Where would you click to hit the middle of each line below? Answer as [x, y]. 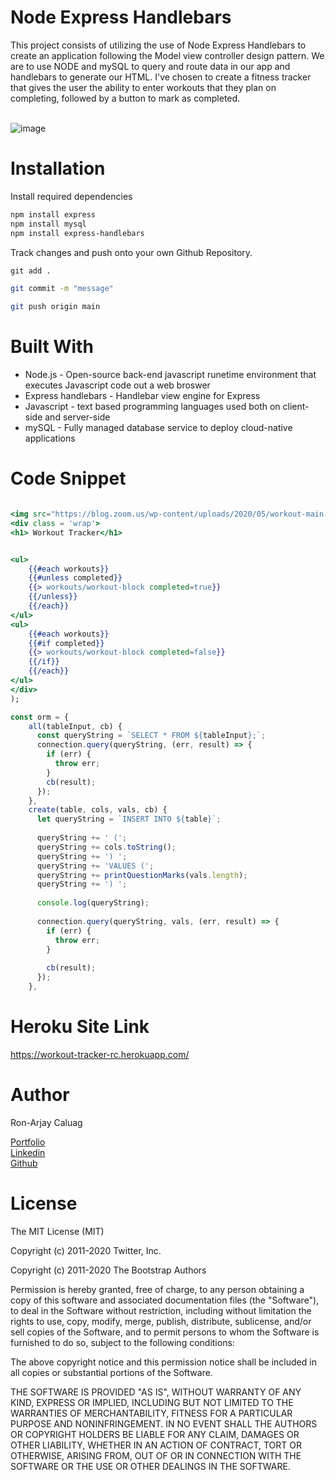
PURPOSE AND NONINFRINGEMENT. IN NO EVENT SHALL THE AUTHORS [164, 1423]
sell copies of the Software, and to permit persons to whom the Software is [165, 1332]
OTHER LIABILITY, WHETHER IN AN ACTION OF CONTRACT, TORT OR [156, 1445]
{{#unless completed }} [75, 578]
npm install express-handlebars [77, 233]
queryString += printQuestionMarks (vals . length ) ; [142, 875]
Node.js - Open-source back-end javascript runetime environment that [170, 375]
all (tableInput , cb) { [75, 726]
